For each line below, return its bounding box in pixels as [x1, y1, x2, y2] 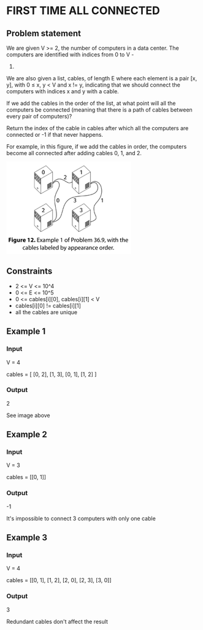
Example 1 [6, 326, 46, 337]
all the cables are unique [15, 308, 78, 316]
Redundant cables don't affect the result [6, 618, 109, 625]
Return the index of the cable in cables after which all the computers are [6, 125, 189, 132]
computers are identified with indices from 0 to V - [6, 51, 134, 58]
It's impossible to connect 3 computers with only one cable [6, 515, 156, 522]
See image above [6, 412, 50, 419]
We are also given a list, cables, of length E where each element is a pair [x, [6, 75, 197, 82]
